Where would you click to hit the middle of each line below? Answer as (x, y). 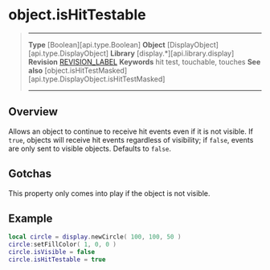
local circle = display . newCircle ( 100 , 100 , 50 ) (95, 237)
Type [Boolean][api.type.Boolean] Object (97, 44)
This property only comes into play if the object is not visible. (109, 193)
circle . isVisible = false (51, 252)
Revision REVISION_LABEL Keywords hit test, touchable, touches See (144, 61)
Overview (33, 112)
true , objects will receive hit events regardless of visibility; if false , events (131, 139)
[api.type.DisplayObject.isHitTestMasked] (96, 79)
